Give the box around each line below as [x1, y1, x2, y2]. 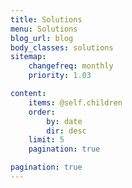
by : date [46, 116, 83, 126]
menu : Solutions [10, 24, 78, 34]
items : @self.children [28, 97, 123, 108]
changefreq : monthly [28, 61, 114, 71]
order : [28, 107, 56, 117]
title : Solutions [10, 14, 83, 25]
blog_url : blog [10, 33, 74, 43]
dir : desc [46, 126, 87, 136]
